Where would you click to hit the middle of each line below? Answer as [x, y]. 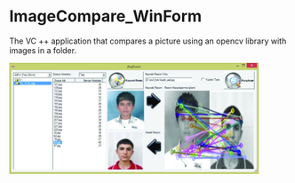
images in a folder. [43, 50]
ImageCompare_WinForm [106, 16]
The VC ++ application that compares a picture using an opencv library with [148, 41]
